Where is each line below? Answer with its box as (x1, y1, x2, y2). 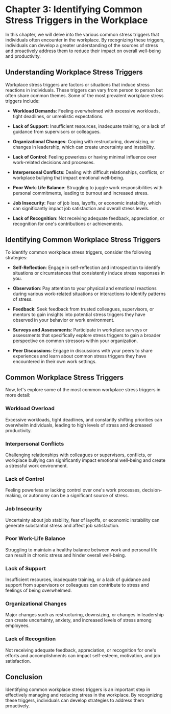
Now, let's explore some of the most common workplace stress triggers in (5, 387, 161, 393)
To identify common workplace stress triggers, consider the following (5, 249, 152, 255)
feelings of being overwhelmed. (5, 587, 72, 594)
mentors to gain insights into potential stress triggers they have (12, 311, 145, 318)
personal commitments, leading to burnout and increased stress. (12, 190, 149, 196)
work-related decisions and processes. (12, 159, 95, 165)
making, (5, 493, 22, 499)
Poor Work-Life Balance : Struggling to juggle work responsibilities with (12, 184, 163, 190)
